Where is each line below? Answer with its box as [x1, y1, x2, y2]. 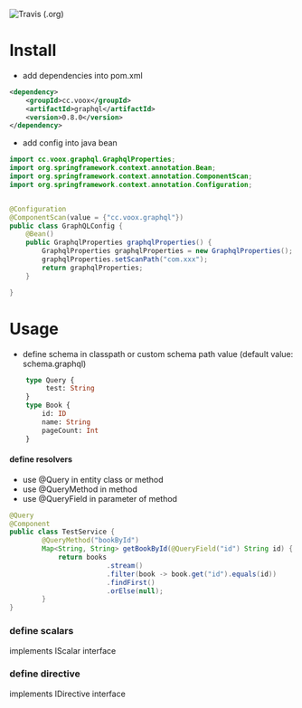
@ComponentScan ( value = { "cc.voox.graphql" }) [9, 212, 184, 222]
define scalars [9, 625, 74, 637]
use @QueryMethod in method [22, 484, 138, 495]
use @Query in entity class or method [22, 474, 165, 485]
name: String [42, 417, 91, 427]
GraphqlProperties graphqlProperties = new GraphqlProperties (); [42, 247, 294, 256]
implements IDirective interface [9, 688, 127, 699]
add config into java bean [22, 137, 118, 148]
